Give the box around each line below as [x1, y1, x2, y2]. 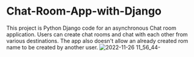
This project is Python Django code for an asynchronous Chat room [6, 24, 176, 32]
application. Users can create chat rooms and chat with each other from [6, 30, 188, 38]
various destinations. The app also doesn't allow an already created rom [6, 37, 188, 44]
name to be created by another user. [6, 44, 99, 51]
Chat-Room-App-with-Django [6, 4, 162, 18]
